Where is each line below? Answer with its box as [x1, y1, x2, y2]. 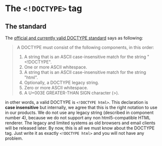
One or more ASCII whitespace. [24, 64, 87, 70]
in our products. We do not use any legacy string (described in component [5, 110, 154, 115]
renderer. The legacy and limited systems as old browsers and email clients [5, 120, 156, 126]
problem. [5, 135, 23, 141]
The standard [5, 22, 47, 31]
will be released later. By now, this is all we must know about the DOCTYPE [5, 125, 155, 131]
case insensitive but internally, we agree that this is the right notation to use [5, 105, 158, 110]
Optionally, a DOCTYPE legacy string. [24, 80, 99, 85]
